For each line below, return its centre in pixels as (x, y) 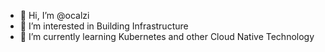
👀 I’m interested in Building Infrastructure (104, 26)
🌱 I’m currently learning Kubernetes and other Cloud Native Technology (167, 36)
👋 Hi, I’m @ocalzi (54, 15)
